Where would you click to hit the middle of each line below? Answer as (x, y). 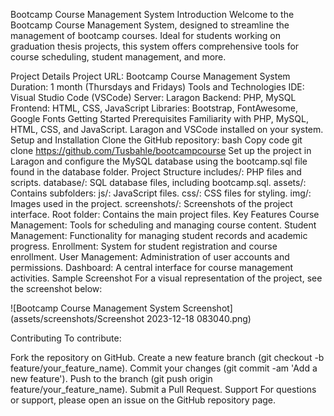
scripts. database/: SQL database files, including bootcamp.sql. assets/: (158, 182)
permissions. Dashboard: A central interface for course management (152, 267)
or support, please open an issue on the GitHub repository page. (143, 400)
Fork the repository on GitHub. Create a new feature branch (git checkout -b (167, 357)
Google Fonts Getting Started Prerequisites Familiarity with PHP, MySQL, (159, 118)
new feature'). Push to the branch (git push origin (111, 378)
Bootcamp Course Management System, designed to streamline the (150, 25)
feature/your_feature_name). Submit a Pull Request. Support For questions (163, 389)
